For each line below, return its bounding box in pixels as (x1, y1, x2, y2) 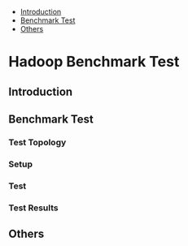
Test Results (8, 202, 59, 214)
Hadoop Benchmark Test (8, 53, 180, 71)
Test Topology (8, 136, 67, 148)
